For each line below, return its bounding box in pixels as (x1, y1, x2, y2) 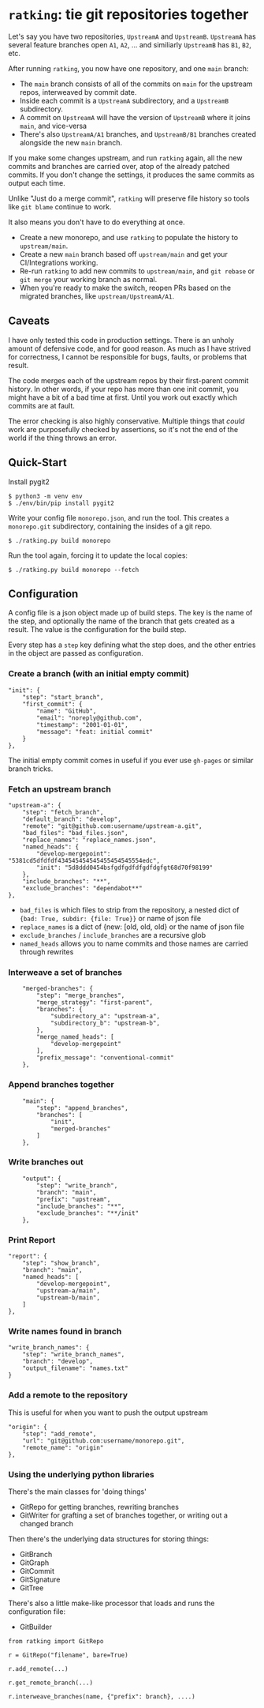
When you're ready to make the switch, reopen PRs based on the (19, 283, 231, 292)
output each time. (8, 178, 65, 187)
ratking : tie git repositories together (8, 6, 249, 24)
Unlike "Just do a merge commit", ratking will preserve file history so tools (8, 194, 250, 203)
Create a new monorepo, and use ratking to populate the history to (19, 232, 239, 242)
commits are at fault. (8, 401, 75, 410)
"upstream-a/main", (36, 1287, 101, 1295)
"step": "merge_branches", (36, 991, 125, 1000)
